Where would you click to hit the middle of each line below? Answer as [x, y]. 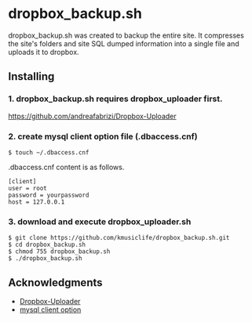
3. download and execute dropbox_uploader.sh [100, 222]
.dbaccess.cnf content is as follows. [66, 167]
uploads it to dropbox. [44, 52]
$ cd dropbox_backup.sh [47, 245]
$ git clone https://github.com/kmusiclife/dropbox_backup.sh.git [119, 238]
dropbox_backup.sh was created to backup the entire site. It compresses [126, 35]
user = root [27, 188]
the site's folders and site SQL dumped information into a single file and [124, 43]
